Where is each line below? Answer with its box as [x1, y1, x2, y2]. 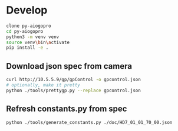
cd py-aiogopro [6, 28, 44, 34]
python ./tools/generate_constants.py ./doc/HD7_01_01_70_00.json [6, 119, 173, 125]
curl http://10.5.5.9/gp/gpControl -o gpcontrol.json [6, 77, 141, 83]
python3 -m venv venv [6, 33, 60, 40]
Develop [6, 4, 48, 17]
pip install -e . [6, 45, 49, 51]
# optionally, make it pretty [6, 82, 81, 88]
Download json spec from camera [6, 61, 133, 71]
